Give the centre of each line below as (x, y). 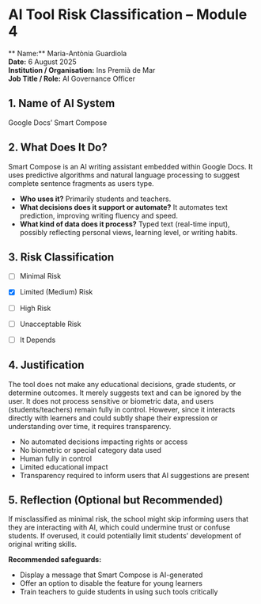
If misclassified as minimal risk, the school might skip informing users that (129, 519)
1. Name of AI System (62, 103)
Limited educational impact (64, 467)
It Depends (38, 340)
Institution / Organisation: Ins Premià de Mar (82, 70)
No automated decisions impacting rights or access (104, 442)
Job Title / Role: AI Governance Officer (72, 78)
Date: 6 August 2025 (42, 62)
